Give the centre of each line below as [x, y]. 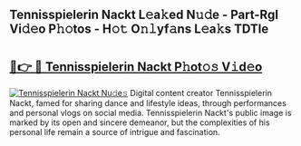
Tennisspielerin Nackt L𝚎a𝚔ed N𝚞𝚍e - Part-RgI [144, 15]
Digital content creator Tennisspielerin [201, 93]
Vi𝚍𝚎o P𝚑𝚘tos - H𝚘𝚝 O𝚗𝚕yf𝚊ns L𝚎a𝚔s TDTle [139, 29]
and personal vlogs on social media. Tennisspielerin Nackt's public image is [150, 113]
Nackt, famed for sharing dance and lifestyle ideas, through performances [148, 103]
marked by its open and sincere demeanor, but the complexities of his [140, 122]
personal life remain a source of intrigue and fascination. [115, 132]
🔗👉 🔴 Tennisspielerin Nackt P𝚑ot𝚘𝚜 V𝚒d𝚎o [136, 67]
